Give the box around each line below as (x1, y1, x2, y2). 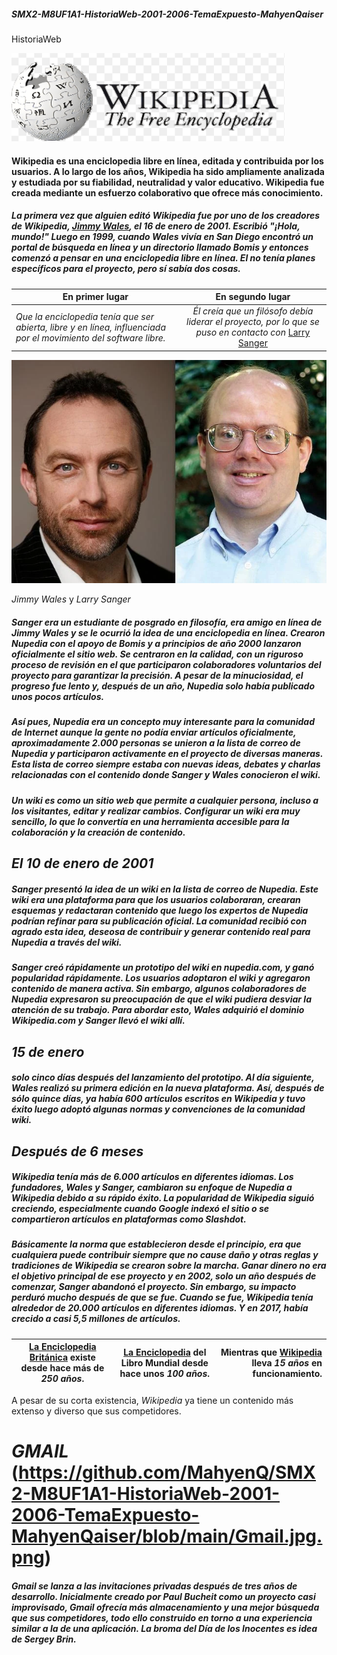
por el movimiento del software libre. (15, 331, 166, 344)
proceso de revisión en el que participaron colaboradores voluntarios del (11, 659, 322, 671)
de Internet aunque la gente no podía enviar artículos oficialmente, (11, 726, 297, 739)
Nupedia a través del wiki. (11, 936, 123, 948)
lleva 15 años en (251, 1356, 323, 1369)
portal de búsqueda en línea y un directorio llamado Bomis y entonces (11, 241, 309, 254)
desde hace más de (20, 1362, 105, 1374)
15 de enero (11, 1043, 85, 1060)
